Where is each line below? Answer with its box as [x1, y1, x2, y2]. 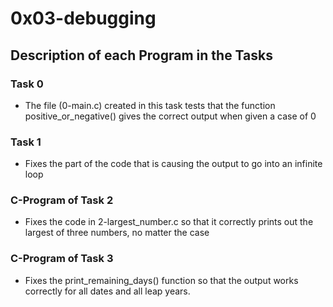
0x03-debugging [10, 7, 157, 30]
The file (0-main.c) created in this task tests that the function [24, 99, 276, 111]
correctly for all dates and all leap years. [24, 285, 191, 297]
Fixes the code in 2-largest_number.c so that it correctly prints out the [24, 216, 314, 228]
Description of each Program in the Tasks [10, 47, 273, 64]
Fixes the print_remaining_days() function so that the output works [24, 274, 299, 286]
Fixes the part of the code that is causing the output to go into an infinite [24, 158, 323, 170]
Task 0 [10, 77, 44, 91]
